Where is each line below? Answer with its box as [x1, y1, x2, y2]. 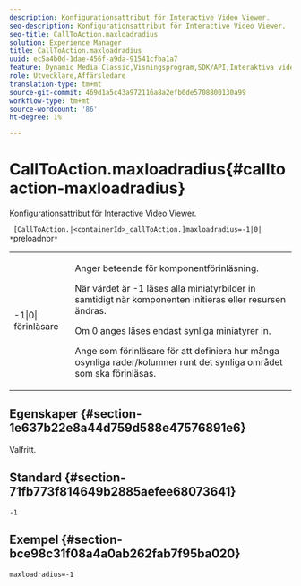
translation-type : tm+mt [9, 80, 102, 89]
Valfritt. [9, 444, 37, 454]
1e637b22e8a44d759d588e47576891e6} [9, 420, 246, 436]
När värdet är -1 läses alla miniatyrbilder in [74, 283, 256, 295]
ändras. [74, 305, 107, 318]
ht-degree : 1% [9, 113, 63, 122]
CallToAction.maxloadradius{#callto [9, 159, 287, 180]
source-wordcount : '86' [9, 105, 99, 114]
